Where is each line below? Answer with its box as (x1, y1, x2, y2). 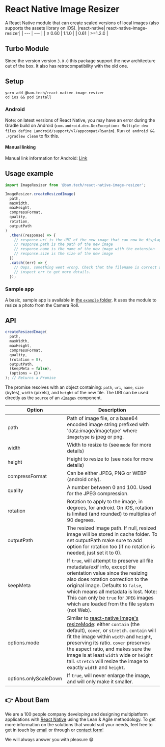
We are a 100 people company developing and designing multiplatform (5, 711, 148, 717)
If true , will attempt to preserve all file (67, 558, 154, 564)
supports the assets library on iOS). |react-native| (5, 25, 106, 31)
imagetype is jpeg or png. (67, 433, 124, 440)
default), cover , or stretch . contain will (67, 627, 156, 634)
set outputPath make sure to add (67, 537, 142, 544)
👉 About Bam (5, 696, 50, 704)
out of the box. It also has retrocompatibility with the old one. (5, 63, 129, 69)
